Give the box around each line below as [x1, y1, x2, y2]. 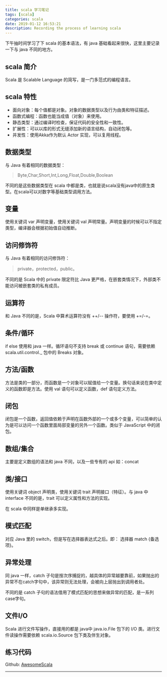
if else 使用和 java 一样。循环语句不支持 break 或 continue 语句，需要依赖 [5, 343, 156, 349]
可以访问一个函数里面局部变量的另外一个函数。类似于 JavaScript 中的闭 [13, 422, 161, 428]
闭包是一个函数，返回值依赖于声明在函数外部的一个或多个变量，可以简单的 [5, 416, 158, 422]
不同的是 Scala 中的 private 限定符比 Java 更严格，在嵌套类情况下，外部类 [5, 277, 157, 283]
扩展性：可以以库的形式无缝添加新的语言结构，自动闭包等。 [12, 125, 135, 131]
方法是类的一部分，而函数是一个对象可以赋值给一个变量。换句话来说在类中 [5, 379, 158, 385]
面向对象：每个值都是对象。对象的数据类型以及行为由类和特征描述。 [12, 107, 152, 113]
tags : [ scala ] [5, 12, 35, 17]
